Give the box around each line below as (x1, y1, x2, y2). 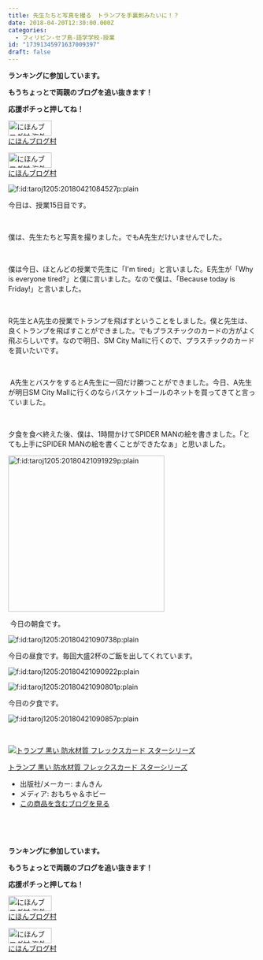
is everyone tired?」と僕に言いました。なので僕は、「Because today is (8, 274, 235, 284)
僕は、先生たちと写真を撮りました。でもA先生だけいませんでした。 (8, 233, 227, 241)
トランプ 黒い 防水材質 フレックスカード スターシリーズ (8, 762, 187, 772)
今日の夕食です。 (8, 698, 63, 708)
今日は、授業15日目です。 (8, 200, 91, 210)
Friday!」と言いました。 (8, 285, 86, 293)
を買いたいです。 (8, 346, 63, 355)
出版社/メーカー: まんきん (19, 780, 102, 788)
